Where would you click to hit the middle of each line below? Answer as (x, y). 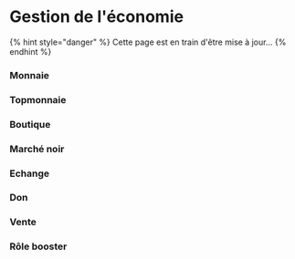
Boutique (30, 124)
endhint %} (31, 51)
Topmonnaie (38, 99)
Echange (30, 173)
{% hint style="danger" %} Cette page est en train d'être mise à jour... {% (148, 42)
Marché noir (37, 149)
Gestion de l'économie (97, 17)
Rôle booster (38, 246)
